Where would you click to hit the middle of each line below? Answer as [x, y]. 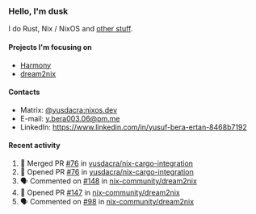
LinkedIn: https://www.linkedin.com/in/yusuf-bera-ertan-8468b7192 [134, 127]
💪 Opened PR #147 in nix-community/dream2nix [100, 192]
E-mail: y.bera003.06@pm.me [70, 118]
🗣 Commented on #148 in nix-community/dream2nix [109, 181]
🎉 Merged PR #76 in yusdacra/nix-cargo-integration [107, 163]
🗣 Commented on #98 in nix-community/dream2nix [107, 201]
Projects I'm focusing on [50, 47]
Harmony [36, 65]
